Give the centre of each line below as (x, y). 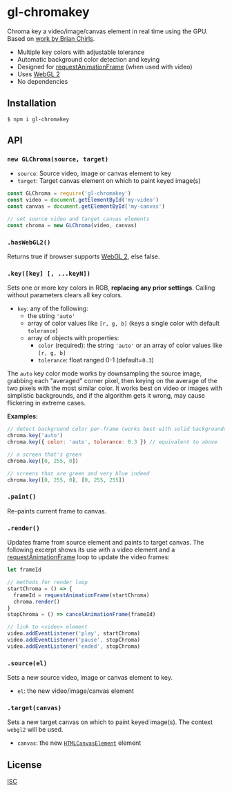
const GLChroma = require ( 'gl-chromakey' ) (69, 194)
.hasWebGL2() (29, 242)
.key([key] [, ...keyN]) (49, 274)
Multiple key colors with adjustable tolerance (81, 52)
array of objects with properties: (73, 338)
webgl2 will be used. (35, 730)
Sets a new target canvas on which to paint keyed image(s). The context (110, 722)
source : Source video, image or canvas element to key (94, 173)
